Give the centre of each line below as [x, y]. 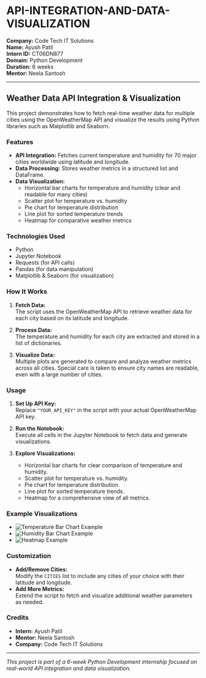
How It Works [27, 292]
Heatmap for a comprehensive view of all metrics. [87, 498]
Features [20, 142]
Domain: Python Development [44, 60]
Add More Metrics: [40, 588]
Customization [29, 556]
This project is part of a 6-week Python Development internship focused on [102, 661]
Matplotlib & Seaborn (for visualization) [65, 276]
